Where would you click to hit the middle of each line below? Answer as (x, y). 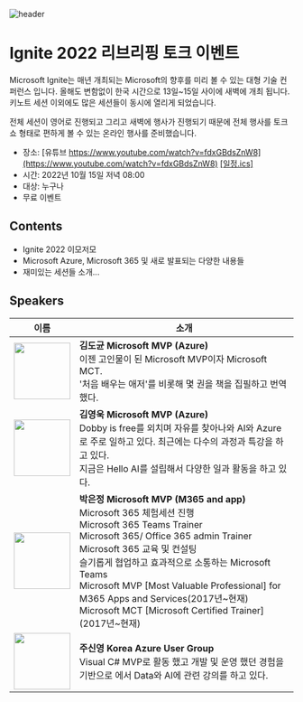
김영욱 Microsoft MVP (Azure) (144, 414)
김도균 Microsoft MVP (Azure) (144, 345)
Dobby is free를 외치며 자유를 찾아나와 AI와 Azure (181, 427)
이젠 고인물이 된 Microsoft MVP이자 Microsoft (174, 359)
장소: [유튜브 (45, 152)
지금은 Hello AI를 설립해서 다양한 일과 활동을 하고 (178, 468)
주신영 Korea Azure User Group (147, 648)
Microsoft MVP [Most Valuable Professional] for (180, 585)
